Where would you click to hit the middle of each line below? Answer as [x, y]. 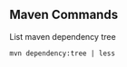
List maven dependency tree [63, 36]
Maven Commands [64, 15]
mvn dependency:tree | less [63, 53]
